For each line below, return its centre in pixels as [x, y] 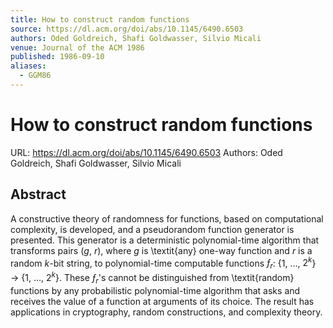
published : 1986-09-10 [57, 57]
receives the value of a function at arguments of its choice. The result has [162, 301]
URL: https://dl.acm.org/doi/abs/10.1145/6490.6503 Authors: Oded [146, 152]
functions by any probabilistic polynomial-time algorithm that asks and [155, 290]
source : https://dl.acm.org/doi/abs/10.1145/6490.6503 [127, 29]
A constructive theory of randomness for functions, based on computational [167, 218]
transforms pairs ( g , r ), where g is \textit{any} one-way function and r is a [161, 250]
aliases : [28, 66]
